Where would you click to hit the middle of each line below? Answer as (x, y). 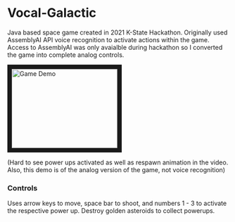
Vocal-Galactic (52, 13)
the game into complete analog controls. (66, 55)
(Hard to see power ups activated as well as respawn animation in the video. (118, 162)
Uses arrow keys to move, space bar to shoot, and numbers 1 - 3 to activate (117, 203)
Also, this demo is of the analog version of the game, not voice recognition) (116, 169)
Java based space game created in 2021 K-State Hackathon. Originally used (118, 32)
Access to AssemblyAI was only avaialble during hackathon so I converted (115, 47)
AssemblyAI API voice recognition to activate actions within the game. (108, 39)
